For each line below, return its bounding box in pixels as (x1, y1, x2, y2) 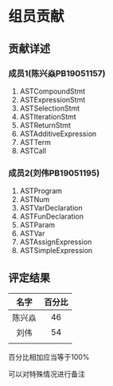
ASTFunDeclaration (19, 211, 84, 221)
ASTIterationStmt (19, 111, 77, 121)
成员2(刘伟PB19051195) (8, 167, 100, 179)
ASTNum (19, 195, 50, 204)
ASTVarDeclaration (19, 203, 83, 213)
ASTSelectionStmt (19, 103, 80, 113)
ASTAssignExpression (19, 237, 92, 247)
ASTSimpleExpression (19, 246, 93, 255)
